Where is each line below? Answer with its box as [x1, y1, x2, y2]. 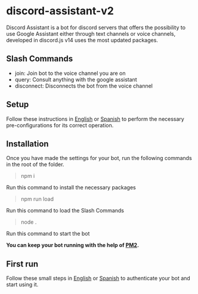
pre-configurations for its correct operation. [6, 121, 114, 129]
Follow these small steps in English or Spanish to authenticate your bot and [6, 275, 191, 282]
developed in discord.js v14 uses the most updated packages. [6, 36, 158, 43]
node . [20, 218, 37, 226]
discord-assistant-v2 [6, 4, 115, 18]
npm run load [20, 195, 54, 203]
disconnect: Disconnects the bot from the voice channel [14, 82, 153, 89]
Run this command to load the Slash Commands [6, 207, 124, 214]
